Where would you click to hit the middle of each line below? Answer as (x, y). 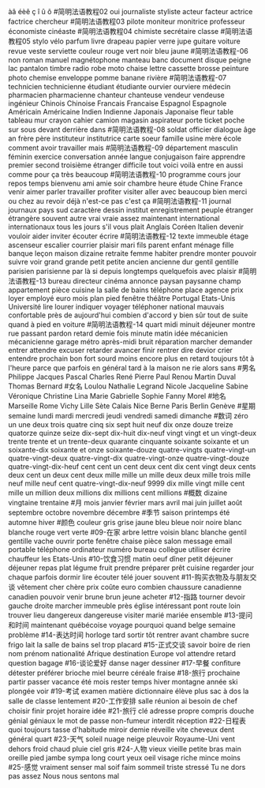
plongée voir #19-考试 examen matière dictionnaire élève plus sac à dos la (129, 691)
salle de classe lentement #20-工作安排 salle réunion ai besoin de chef (123, 701)
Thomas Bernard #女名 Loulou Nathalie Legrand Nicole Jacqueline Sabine (128, 386)
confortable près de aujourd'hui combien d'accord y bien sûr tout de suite (128, 315)
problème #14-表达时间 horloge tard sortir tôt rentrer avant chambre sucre (129, 635)
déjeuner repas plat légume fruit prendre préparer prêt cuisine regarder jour (131, 568)
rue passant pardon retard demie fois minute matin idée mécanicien (118, 333)
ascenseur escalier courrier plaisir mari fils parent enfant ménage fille (121, 245)
